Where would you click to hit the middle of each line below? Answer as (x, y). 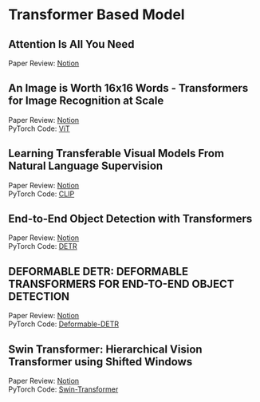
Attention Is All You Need (71, 44)
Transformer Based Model (97, 15)
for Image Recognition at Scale (86, 101)
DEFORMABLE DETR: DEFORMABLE (98, 272)
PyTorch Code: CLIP (41, 194)
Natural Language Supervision (86, 166)
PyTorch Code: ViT (39, 128)
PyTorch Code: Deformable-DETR (64, 324)
